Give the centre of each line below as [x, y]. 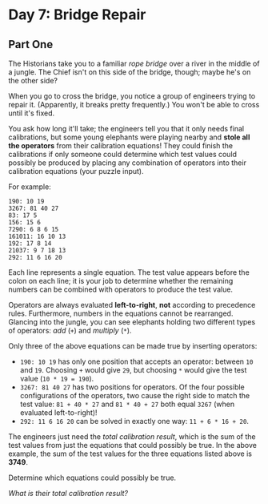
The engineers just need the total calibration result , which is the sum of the [132, 437]
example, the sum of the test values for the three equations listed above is [130, 454]
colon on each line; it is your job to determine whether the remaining [121, 281]
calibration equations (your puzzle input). [76, 171]
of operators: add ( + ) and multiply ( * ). [70, 331]
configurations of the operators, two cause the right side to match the [135, 395]
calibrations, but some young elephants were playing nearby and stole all [129, 137]
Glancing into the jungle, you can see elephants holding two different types [132, 322]
